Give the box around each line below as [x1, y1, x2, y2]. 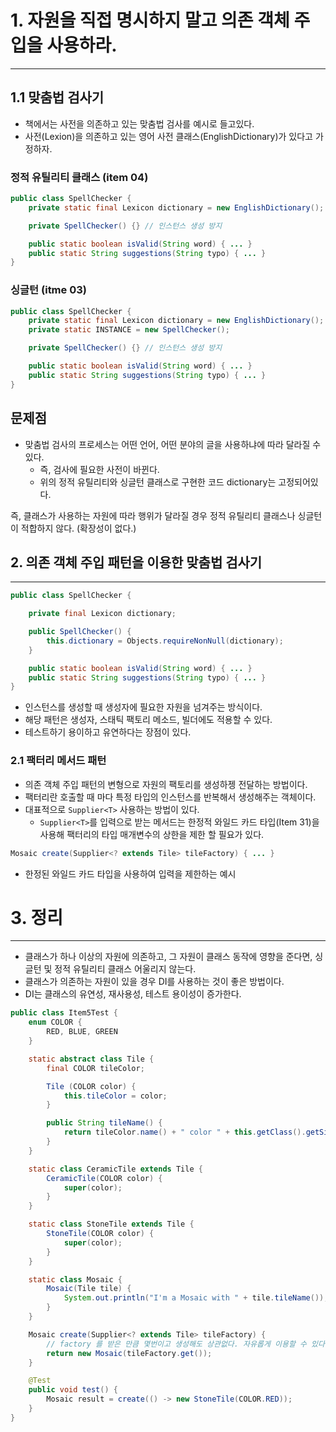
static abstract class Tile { [28, 1054, 155, 1064]
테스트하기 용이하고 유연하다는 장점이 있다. [24, 726, 192, 738]
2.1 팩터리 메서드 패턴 [10, 754, 107, 768]
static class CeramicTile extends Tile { [28, 1164, 203, 1174]
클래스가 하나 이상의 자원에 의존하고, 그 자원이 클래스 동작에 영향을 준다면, [24, 951, 313, 963]
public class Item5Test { [10, 1008, 118, 1018]
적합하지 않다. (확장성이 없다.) [20, 522, 137, 534]
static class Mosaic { [28, 1274, 123, 1285]
